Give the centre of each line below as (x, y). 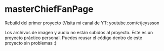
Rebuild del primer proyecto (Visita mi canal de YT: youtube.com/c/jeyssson (82, 23)
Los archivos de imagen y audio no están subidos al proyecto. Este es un (79, 32)
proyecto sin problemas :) (31, 43)
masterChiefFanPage (49, 9)
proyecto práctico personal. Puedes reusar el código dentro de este (74, 38)
